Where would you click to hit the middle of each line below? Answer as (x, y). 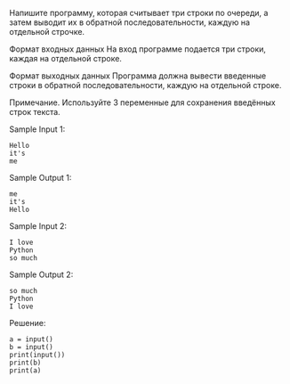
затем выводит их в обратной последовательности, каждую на (130, 22)
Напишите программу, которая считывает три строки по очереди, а (139, 13)
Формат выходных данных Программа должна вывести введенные (138, 76)
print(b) (25, 363)
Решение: (28, 323)
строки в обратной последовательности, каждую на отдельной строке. (145, 85)
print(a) (25, 371)
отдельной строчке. (47, 32)
